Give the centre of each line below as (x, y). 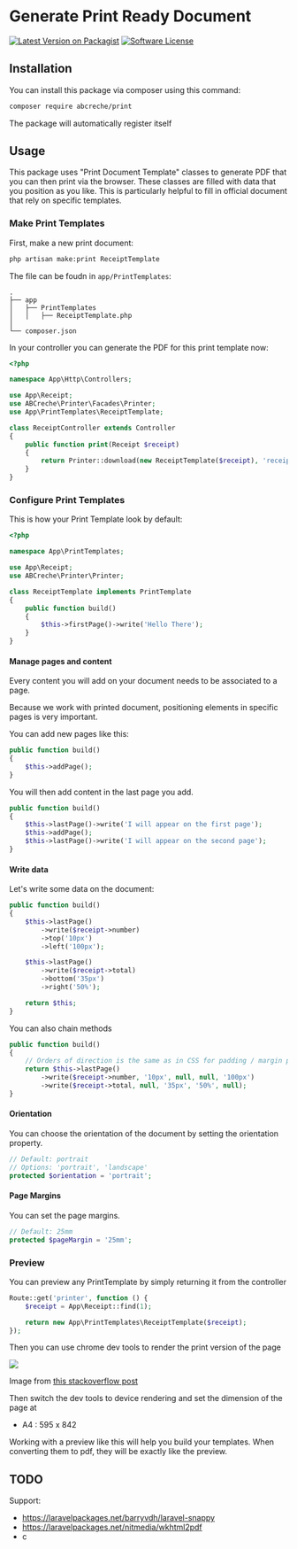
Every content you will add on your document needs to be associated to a (143, 681)
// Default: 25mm (41, 1231)
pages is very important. (53, 717)
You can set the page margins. (65, 1215)
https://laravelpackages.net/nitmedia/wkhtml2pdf (112, 1527)
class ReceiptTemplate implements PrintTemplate (100, 592)
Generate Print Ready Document (130, 16)
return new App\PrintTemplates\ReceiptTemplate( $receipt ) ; (136, 1322)
